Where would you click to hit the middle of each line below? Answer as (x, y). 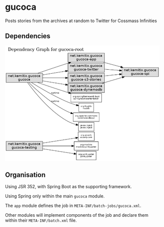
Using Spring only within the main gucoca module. (55, 196)
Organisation (25, 175)
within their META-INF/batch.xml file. (41, 220)
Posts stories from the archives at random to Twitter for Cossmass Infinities (81, 21)
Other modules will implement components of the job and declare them (77, 215)
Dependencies (28, 36)
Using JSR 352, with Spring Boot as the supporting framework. (69, 186)
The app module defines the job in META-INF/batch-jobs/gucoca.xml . (73, 205)
